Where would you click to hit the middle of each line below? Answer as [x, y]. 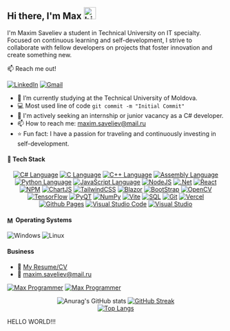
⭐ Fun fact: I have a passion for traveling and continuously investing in [117, 133]
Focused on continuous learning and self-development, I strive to [100, 40]
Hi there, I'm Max [44, 16]
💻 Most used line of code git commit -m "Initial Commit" [101, 106]
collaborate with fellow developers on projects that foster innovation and [110, 47]
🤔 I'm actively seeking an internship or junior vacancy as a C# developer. [120, 115]
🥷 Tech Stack [27, 159]
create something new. [40, 54]
